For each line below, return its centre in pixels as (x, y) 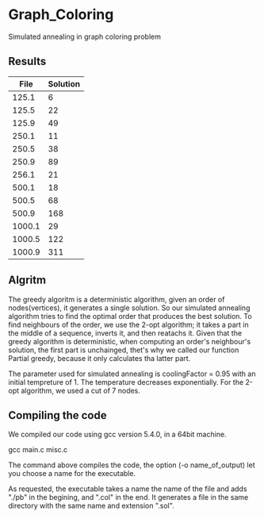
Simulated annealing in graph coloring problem (84, 36)
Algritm (27, 280)
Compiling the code (57, 415)
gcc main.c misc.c (38, 450)
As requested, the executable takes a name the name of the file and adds (128, 489)
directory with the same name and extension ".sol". (91, 506)
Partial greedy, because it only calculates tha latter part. (99, 358)
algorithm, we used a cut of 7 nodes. (81, 390)
